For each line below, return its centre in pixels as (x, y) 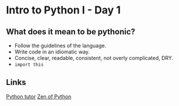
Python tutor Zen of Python (39, 96)
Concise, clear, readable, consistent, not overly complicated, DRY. (94, 58)
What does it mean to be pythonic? (71, 32)
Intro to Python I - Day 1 (64, 10)
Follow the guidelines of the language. (60, 45)
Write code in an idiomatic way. (52, 52)
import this (29, 65)
